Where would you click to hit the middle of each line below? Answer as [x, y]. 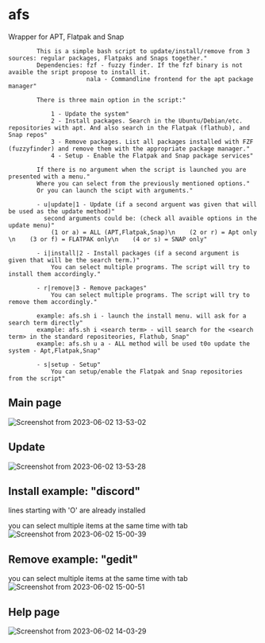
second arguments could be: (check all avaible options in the [150, 218]
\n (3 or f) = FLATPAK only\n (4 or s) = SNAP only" [108, 239]
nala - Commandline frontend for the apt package [170, 79]
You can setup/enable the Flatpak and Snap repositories [147, 372]
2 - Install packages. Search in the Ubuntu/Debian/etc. [147, 121]
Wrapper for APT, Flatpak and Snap [66, 37]
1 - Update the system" [90, 114]
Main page [35, 403]
